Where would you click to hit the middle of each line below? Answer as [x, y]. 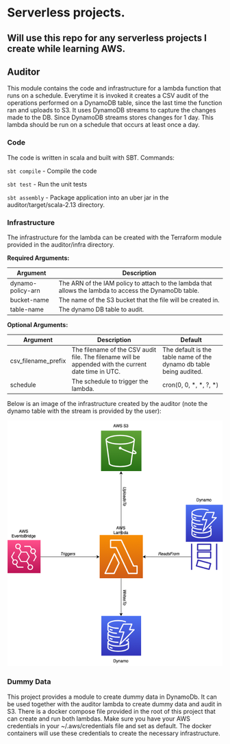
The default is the [187, 350]
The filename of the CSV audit [114, 350]
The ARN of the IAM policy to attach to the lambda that [135, 283]
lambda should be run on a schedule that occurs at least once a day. [104, 125]
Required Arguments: [38, 258]
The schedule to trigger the [110, 381]
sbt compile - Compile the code [52, 171]
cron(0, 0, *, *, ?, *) [190, 385]
